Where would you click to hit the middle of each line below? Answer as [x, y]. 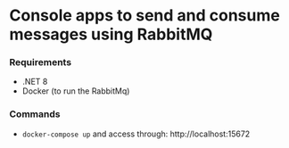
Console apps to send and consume [145, 16]
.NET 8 [35, 82]
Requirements [41, 62]
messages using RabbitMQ [111, 34]
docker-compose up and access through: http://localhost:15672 [136, 134]
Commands [35, 114]
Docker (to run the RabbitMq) [76, 91]
